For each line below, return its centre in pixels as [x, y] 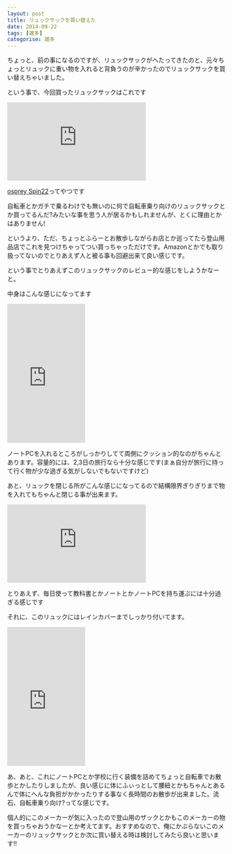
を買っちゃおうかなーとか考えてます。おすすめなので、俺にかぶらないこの [113, 826]
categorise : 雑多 [31, 40]
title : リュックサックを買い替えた [52, 20]
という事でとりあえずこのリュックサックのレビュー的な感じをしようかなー [113, 270]
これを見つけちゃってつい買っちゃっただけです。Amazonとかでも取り [124, 247]
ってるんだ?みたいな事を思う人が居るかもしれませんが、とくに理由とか [121, 215]
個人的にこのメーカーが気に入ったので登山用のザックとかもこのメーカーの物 [116, 818]
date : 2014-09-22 [32, 26]
